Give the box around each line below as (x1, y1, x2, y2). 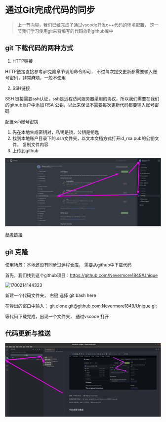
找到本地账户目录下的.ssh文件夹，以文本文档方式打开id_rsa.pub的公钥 (12, 135, 155, 141)
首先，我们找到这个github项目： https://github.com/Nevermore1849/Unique (5, 273, 158, 279)
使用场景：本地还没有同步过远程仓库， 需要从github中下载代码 (5, 262, 132, 268)
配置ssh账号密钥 (5, 118, 39, 124)
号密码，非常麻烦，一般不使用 (5, 75, 66, 81)
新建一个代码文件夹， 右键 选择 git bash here (5, 292, 96, 298)
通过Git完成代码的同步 (5, 4, 95, 16)
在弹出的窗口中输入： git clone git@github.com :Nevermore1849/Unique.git (5, 303, 157, 309)
